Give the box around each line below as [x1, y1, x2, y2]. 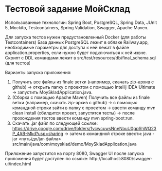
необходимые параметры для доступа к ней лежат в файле [5, 44, 129, 50]
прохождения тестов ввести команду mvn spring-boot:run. [12, 115, 134, 121]
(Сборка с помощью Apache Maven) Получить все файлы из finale [12, 94, 150, 100]
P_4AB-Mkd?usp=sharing [12, 131, 64, 136]
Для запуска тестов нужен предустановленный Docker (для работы [5, 34, 146, 40]
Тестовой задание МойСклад [5, 3, 130, 15]
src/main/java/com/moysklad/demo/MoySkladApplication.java [12, 141, 137, 147]
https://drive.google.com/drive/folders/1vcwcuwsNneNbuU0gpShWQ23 [12, 125, 157, 131]
